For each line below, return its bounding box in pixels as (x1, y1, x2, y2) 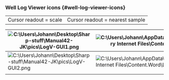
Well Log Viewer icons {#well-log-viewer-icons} (5, 4, 126, 11)
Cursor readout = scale (8, 17, 62, 24)
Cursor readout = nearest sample (67, 17, 145, 24)
